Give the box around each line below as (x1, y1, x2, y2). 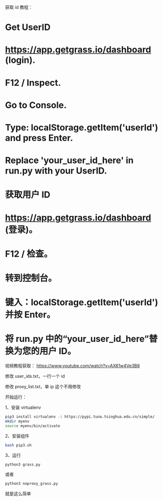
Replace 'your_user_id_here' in (5, 155, 134, 166)
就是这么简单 (5, 491, 31, 497)
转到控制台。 (5, 272, 57, 284)
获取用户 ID (5, 189, 51, 200)
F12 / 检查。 (5, 248, 53, 259)
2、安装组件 (5, 433, 29, 439)
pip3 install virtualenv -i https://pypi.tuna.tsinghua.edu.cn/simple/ (5, 414, 155, 419)
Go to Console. (5, 100, 67, 110)
